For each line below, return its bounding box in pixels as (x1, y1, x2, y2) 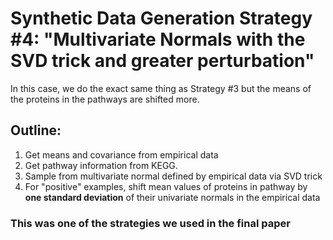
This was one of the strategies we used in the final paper (10, 216, 291, 230)
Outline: (10, 122, 62, 139)
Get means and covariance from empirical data (24, 148, 219, 161)
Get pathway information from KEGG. (24, 159, 178, 171)
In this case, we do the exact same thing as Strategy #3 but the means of (10, 82, 312, 94)
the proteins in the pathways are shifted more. (10, 93, 200, 105)
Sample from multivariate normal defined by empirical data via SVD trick (24, 170, 323, 182)
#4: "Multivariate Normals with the (10, 28, 306, 51)
